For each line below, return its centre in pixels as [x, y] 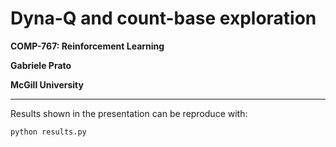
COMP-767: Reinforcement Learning [87, 46]
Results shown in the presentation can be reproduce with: [129, 113]
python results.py [48, 132]
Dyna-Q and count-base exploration [163, 18]
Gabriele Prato [41, 65]
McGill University [47, 84]
